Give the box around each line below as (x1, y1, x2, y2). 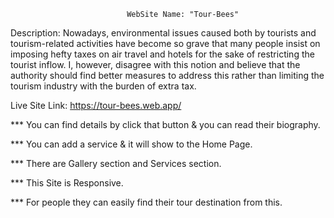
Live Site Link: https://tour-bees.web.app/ (10, 100, 182, 111)
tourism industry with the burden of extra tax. (10, 80, 197, 92)
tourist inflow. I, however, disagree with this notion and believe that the (10, 59, 301, 70)
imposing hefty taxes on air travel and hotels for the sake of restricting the (10, 48, 315, 60)
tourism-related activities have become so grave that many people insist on (10, 38, 321, 49)
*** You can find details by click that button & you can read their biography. (10, 119, 321, 130)
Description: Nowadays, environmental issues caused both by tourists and (10, 27, 317, 39)
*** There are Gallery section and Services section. (10, 158, 222, 169)
